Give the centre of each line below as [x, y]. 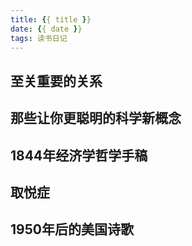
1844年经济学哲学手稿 [79, 155]
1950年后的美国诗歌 [72, 229]
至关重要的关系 [56, 81]
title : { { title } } [51, 19]
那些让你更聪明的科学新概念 [96, 118]
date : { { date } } [46, 29]
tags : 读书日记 [39, 38]
